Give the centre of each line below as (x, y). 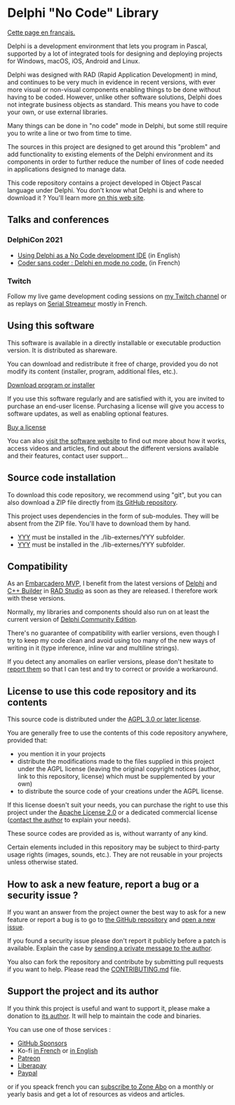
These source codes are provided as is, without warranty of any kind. (108, 833)
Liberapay (32, 1065)
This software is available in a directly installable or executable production (114, 343)
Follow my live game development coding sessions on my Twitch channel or (117, 296)
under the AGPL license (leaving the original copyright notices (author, (119, 769)
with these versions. (36, 599)
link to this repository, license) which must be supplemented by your (116, 777)
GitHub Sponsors (42, 1043)
